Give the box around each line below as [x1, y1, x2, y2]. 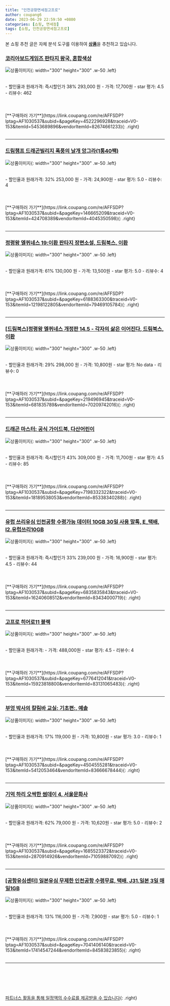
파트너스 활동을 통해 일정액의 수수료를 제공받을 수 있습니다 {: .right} [5, 995, 138, 1001]
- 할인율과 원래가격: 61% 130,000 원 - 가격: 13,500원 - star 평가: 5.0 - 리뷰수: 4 [5, 268, 163, 274]
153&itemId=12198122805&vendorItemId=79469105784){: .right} [5, 302, 140, 308]
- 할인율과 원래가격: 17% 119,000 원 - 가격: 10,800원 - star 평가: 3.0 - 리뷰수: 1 [5, 733, 162, 739]
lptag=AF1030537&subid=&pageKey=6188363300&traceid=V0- [5, 296, 138, 303]
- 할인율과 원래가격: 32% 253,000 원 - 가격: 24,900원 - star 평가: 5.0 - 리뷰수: [5, 176, 162, 182]
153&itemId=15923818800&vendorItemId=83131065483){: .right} [5, 681, 140, 687]
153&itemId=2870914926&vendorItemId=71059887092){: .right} [5, 853, 138, 860]
